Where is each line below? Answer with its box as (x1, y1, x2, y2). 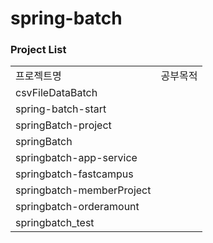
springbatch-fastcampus (15, 167, 134, 181)
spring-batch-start (15, 102, 107, 116)
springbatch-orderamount (15, 200, 140, 214)
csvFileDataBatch (15, 86, 98, 100)
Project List (10, 43, 67, 57)
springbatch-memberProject (15, 183, 152, 197)
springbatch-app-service (15, 151, 138, 165)
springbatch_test (15, 216, 95, 230)
